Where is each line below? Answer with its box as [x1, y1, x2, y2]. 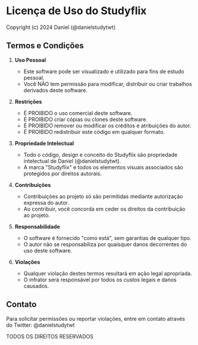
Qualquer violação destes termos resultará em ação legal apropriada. [23, 270, 192, 277]
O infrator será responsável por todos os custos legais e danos [23, 276, 177, 283]
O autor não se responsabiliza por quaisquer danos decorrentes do [23, 241, 187, 248]
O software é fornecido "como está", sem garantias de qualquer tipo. [23, 234, 191, 241]
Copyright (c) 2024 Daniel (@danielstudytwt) [6, 24, 116, 31]
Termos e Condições [6, 41, 84, 51]
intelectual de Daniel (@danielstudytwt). [23, 157, 121, 165]
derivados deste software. [23, 87, 87, 94]
